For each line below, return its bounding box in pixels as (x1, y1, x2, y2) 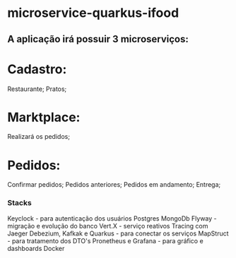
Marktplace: (7, 109, 81, 125)
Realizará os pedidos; (7, 133, 71, 141)
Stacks (7, 198, 32, 208)
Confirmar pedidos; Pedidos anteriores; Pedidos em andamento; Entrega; (7, 180, 221, 189)
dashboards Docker (7, 244, 65, 252)
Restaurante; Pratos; (7, 85, 67, 93)
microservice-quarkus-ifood (7, 5, 179, 21)
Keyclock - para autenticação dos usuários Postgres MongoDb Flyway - (7, 214, 217, 223)
